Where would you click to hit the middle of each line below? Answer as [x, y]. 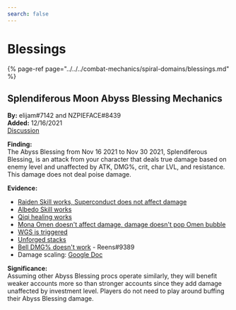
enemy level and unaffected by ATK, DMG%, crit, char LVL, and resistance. [116, 167]
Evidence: [22, 188]
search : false [28, 14]
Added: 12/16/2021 [35, 123]
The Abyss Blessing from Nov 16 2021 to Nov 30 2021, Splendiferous [107, 152]
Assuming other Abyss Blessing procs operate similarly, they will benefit [112, 276]
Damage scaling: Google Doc [60, 255]
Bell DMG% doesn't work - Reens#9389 [76, 247]
